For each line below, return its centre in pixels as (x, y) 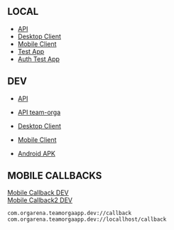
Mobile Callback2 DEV (40, 200)
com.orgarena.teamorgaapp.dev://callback (70, 213)
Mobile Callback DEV (38, 193)
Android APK (36, 153)
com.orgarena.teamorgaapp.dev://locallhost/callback (87, 219)
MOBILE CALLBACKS (55, 176)
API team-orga (39, 112)
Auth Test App (39, 59)
